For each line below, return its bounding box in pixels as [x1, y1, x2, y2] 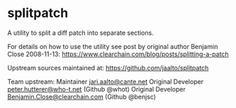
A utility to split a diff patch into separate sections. [7, 28, 154, 37]
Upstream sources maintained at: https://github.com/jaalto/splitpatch [7, 63, 209, 72]
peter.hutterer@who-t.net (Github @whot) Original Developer [7, 85, 186, 93]
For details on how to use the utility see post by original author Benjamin [7, 42, 218, 50]
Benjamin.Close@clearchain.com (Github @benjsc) [7, 92, 157, 101]
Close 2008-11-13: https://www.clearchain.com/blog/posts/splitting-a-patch [7, 50, 229, 58]
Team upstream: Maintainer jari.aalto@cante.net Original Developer [7, 77, 204, 86]
